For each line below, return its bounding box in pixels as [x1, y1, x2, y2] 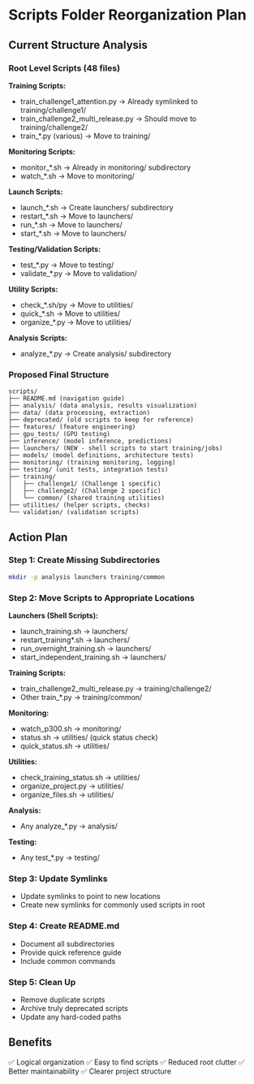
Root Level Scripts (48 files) [8, 63, 120, 74]
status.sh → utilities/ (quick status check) [19, 732, 158, 742]
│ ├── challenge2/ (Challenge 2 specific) [8, 487, 161, 495]
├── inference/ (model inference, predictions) [8, 437, 173, 446]
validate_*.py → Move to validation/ [19, 268, 138, 278]
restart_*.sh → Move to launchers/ [19, 211, 134, 221]
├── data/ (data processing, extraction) [8, 408, 151, 417]
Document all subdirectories [19, 939, 115, 948]
